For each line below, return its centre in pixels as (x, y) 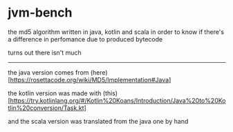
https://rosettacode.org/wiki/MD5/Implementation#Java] (91, 79)
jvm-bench (40, 13)
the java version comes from (48, 72)
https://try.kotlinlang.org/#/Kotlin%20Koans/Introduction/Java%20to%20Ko (118, 100)
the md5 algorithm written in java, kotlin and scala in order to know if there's (116, 32)
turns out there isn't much (45, 53)
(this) (110, 93)
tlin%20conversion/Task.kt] (47, 108)
